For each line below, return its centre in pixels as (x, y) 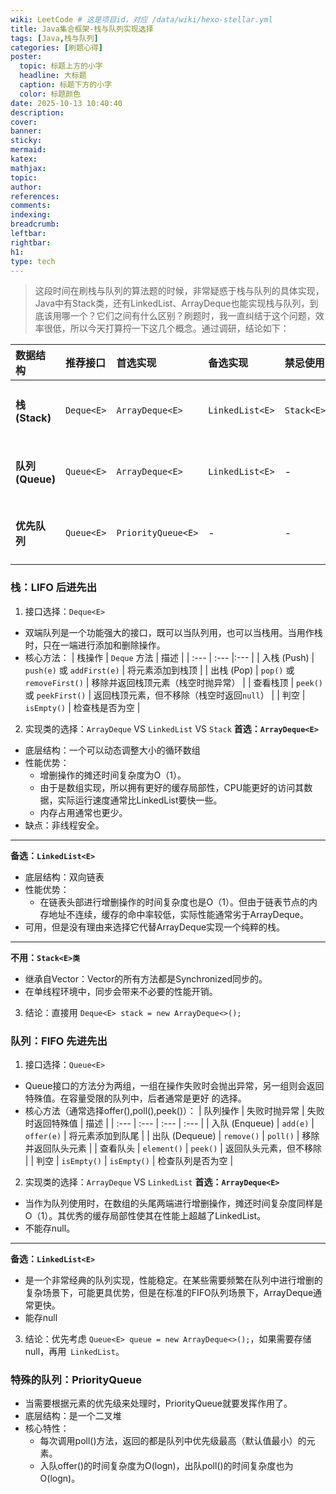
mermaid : (28, 150)
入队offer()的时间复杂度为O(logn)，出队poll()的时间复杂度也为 (166, 1466)
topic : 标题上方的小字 (61, 66)
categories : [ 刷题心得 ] (56, 47)
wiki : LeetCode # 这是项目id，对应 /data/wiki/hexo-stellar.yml (141, 19)
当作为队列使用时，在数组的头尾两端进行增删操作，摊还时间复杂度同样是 (173, 1203)
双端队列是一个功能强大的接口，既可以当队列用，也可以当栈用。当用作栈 (173, 632)
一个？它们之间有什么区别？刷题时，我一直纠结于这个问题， (192, 316)
